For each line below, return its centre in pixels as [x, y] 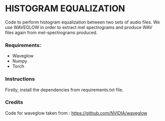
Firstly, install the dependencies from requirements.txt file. [64, 90]
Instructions [20, 79]
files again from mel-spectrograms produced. [51, 32]
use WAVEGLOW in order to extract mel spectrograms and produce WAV [79, 27]
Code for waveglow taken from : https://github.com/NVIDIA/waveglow [76, 113]
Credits [14, 102]
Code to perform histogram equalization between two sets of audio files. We [82, 22]
